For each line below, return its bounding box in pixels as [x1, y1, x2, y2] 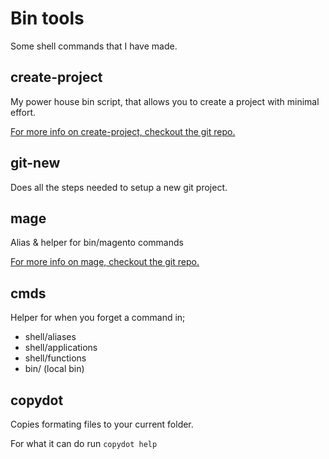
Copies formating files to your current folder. [10, 418, 194, 430]
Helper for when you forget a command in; [10, 312, 186, 324]
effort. [10, 106, 37, 118]
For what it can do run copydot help [10, 438, 158, 449]
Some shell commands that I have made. [10, 40, 178, 52]
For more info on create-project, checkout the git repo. [10, 125, 236, 137]
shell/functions [24, 352, 87, 364]
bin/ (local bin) [24, 363, 85, 375]
